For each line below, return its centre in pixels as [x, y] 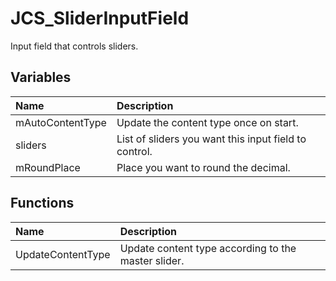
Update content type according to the [208, 248]
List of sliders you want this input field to [211, 139]
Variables [41, 77]
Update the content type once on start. [207, 122]
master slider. [152, 260]
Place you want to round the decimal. [203, 167]
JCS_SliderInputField [100, 18]
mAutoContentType [61, 122]
